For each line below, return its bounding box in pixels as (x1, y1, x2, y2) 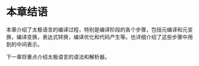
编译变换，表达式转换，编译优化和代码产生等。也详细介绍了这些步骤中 (16, 33, 188, 40)
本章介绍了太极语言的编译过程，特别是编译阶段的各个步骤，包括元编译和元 (6, 26, 188, 33)
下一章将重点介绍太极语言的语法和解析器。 (6, 53, 110, 60)
